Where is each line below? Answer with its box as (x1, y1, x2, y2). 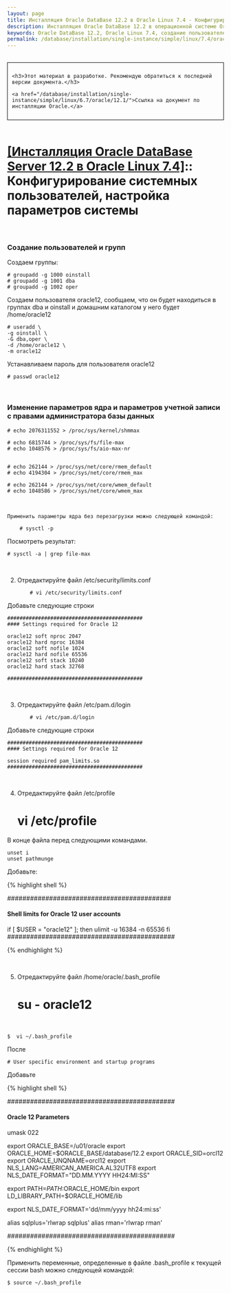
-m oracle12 (7, 348, 41, 355)
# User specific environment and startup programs (7, 1058, 155, 1065)
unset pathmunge (7, 855, 54, 862)
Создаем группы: (7, 258, 58, 266)
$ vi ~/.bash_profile (7, 1033, 72, 1040)
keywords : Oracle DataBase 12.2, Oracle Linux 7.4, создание (7, 29, 186, 37)
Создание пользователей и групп (7, 242, 126, 252)
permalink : (7, 36, 38, 43)
